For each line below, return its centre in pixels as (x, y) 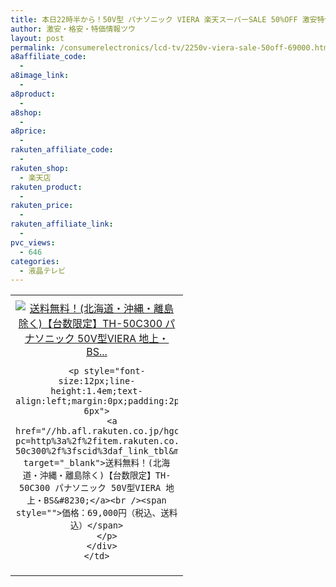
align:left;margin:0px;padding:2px (100, 401)
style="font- (114, 371)
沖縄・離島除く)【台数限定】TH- (105, 475)
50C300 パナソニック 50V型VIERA (90, 488)
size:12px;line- (97, 381)
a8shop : (26, 112)
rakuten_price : (42, 206)
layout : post (37, 38)
